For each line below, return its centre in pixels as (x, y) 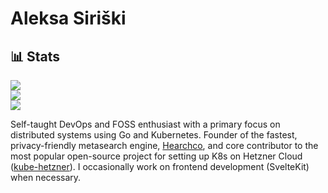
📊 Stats (35, 56)
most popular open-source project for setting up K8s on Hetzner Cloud (156, 156)
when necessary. (46, 177)
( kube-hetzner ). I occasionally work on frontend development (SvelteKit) (160, 166)
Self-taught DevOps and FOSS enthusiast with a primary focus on (145, 124)
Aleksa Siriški (68, 18)
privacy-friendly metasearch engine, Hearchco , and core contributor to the (164, 145)
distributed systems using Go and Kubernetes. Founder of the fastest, (154, 135)
